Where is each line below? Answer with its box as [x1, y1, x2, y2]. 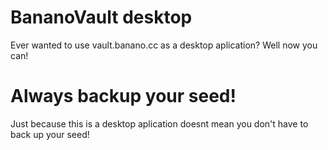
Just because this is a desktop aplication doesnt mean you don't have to [10, 117, 309, 130]
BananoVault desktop [10, 6, 193, 29]
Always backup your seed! [10, 85, 237, 108]
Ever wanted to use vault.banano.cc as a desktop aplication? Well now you [10, 39, 318, 51]
